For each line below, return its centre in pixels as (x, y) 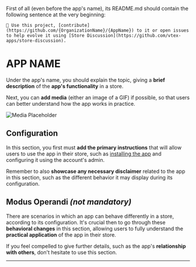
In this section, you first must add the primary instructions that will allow (94, 147)
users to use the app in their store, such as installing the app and (84, 154)
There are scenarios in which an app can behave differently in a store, (90, 216)
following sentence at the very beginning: (56, 15)
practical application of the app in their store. (61, 235)
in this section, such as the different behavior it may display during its (90, 177)
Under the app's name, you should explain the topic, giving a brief (85, 80)
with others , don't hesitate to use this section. (62, 252)
